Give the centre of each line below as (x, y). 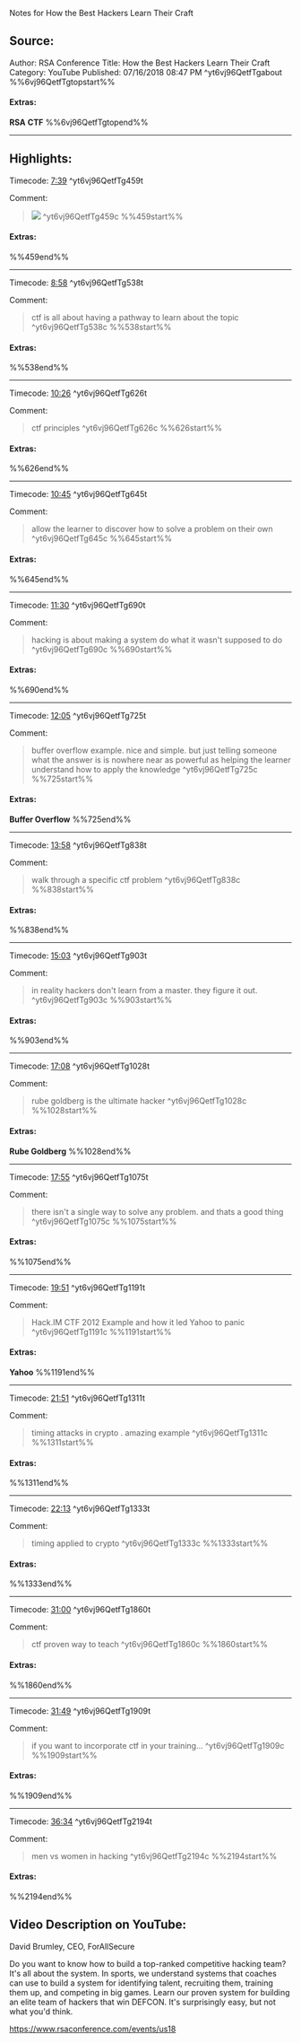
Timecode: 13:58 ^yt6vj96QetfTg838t (78, 845)
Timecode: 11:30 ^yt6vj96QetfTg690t (77, 605)
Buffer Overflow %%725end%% (70, 819)
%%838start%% (62, 890)
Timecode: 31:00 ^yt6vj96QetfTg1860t (80, 1610)
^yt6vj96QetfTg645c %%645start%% (102, 538)
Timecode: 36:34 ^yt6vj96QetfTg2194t (81, 1821)
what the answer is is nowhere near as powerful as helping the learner (161, 760)
